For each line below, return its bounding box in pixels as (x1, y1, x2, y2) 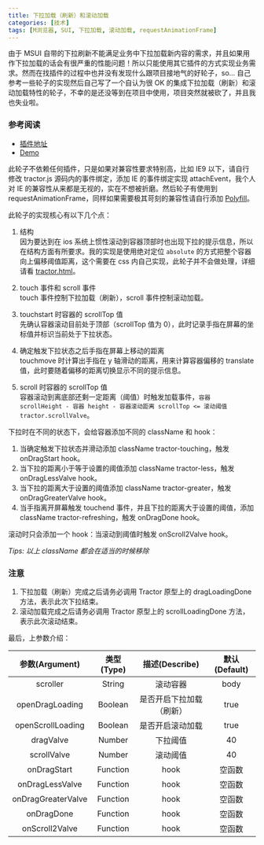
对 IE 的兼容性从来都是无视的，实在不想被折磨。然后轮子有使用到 (8, 183, 218, 193)
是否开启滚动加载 (139, 720, 203, 731)
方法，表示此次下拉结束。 (19, 596, 103, 606)
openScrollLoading (14, 719, 85, 730)
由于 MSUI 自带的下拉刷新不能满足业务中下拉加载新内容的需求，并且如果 (8, 49, 244, 58)
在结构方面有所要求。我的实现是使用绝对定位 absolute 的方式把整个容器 (19, 246, 251, 256)
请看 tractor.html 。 (19, 266, 80, 275)
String (101, 678, 125, 689)
